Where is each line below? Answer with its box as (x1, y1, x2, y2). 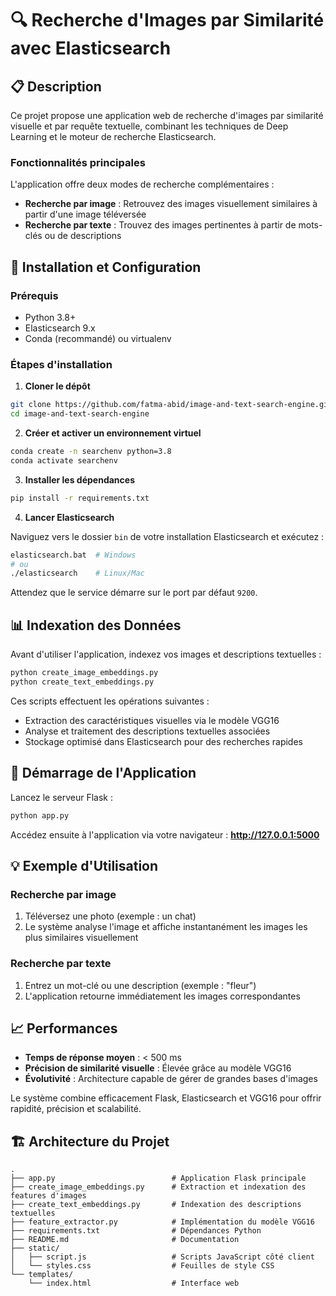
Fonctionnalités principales (10, 155, 146, 169)
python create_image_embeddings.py (10, 668, 159, 678)
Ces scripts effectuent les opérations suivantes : (10, 695, 210, 707)
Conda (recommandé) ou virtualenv (24, 332, 172, 344)
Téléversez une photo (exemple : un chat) (24, 910, 197, 922)
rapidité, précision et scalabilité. (10, 1103, 142, 1115)
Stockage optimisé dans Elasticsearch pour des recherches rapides (24, 735, 303, 747)
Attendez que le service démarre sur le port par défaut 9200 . (10, 587, 258, 599)
